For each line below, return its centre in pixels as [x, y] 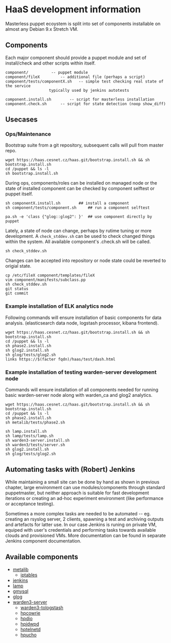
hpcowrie [30, 613]
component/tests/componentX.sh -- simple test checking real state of [84, 81]
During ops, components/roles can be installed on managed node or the [81, 183]
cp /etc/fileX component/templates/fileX [50, 275]
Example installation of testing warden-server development [81, 372]
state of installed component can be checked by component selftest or [80, 189]
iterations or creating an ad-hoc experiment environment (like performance [84, 498]
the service [18, 86]
